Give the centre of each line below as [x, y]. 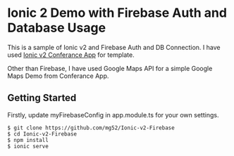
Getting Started [42, 98]
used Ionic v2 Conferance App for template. [71, 55]
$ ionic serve [28, 146]
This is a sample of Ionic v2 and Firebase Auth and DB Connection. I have [114, 47]
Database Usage [57, 28]
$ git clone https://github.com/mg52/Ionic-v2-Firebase [91, 128]
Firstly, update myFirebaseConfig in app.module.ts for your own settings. [113, 115]
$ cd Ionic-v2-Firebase [42, 134]
